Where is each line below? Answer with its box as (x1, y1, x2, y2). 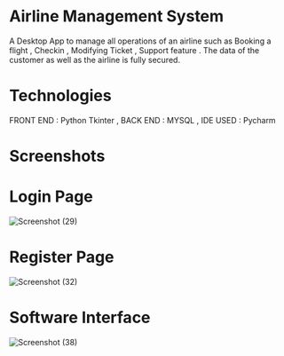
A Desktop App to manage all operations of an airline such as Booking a (9, 36, 272, 46)
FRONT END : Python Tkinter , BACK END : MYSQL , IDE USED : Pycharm (9, 115, 277, 125)
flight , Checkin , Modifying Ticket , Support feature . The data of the (9, 44, 260, 55)
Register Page (9, 247, 114, 267)
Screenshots (9, 146, 106, 166)
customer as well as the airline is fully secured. (9, 54, 180, 65)
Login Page (9, 186, 93, 207)
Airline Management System (9, 6, 225, 27)
